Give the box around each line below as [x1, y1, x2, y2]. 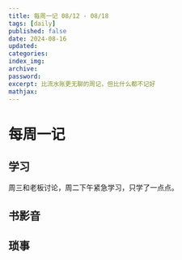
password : [8, 72, 42, 80]
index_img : [8, 58, 45, 66]
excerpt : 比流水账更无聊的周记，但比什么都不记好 [8, 80, 156, 88]
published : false [8, 27, 67, 35]
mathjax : [8, 87, 38, 96]
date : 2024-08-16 [8, 34, 67, 43]
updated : [8, 42, 38, 50]
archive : [8, 65, 38, 73]
